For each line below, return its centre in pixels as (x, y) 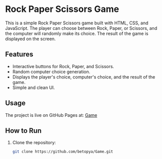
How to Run (23, 130)
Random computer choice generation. (51, 72)
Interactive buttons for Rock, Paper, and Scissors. (63, 66)
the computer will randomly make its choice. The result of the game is (77, 33)
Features (19, 54)
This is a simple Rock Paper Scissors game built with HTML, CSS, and (77, 23)
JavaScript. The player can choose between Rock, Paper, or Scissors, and (81, 28)
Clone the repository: (34, 143)
